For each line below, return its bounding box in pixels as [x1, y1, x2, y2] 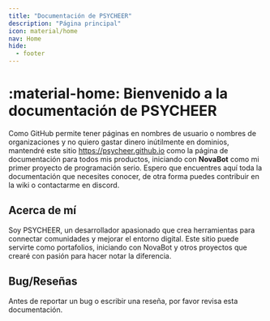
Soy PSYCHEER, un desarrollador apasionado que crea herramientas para [8, 225, 255, 235]
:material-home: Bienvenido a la [8, 84, 229, 103]
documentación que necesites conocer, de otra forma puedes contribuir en [8, 171, 259, 181]
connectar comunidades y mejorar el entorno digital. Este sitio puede [8, 233, 239, 243]
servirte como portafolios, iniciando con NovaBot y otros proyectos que [8, 242, 247, 252]
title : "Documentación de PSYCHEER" [8, 11, 132, 20]
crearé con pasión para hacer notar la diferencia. [8, 250, 172, 260]
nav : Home [8, 34, 42, 43]
